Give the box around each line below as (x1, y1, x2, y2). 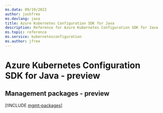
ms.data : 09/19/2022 (5, 7, 47, 12)
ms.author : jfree (5, 39, 41, 44)
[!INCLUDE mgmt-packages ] (5, 102, 62, 108)
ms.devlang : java (5, 16, 41, 21)
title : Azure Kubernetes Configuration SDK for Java (5, 20, 115, 26)
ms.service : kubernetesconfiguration (5, 35, 82, 39)
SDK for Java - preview (5, 70, 101, 81)
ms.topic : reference (5, 30, 47, 35)
